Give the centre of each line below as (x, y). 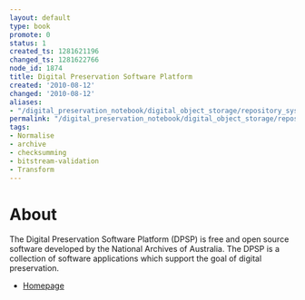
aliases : (26, 102)
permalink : (30, 119)
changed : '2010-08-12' (52, 93)
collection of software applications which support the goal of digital (136, 258)
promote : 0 (30, 34)
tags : (20, 128)
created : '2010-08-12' (52, 85)
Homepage (44, 285)
